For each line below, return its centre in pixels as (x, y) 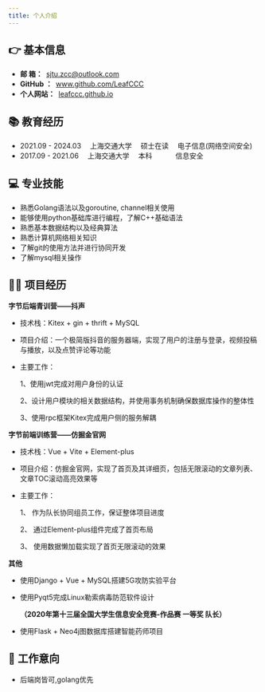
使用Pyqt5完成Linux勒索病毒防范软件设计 (87, 597)
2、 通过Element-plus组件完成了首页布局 (86, 529)
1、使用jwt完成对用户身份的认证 (71, 383)
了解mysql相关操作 (51, 258)
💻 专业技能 (36, 183)
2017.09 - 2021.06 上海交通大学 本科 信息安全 (112, 156)
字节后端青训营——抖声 (47, 306)
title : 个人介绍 (33, 16)
